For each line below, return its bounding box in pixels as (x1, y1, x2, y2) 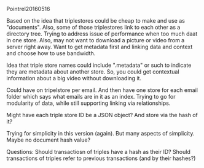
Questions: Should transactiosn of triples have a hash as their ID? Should (6, 148, 190, 155)
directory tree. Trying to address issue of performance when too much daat (6, 30, 198, 37)
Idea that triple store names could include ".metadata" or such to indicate (6, 61, 192, 69)
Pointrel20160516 (6, 6, 50, 12)
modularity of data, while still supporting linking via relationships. (6, 99, 171, 107)
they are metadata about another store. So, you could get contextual (6, 68, 179, 75)
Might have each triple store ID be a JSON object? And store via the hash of (6, 112, 198, 118)
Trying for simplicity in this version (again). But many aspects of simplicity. (6, 130, 195, 137)
